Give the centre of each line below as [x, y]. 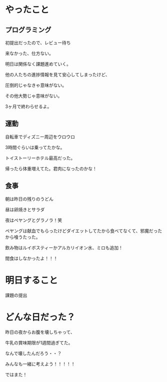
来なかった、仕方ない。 [29, 53]
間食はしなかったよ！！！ [31, 258]
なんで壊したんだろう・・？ [33, 353]
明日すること [32, 280]
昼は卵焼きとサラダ [25, 209]
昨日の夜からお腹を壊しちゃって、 [40, 332]
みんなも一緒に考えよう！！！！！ [40, 364]
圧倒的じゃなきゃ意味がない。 [36, 85]
